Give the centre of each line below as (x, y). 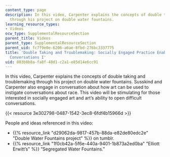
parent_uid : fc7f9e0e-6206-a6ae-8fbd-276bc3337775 (60, 48)
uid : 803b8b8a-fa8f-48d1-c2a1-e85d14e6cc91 (52, 62)
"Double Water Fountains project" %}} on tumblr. (63, 138)
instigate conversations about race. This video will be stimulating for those (83, 92)
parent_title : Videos (28, 39)
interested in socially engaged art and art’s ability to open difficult (73, 98)
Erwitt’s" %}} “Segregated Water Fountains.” (59, 149)
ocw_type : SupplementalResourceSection (47, 34)
